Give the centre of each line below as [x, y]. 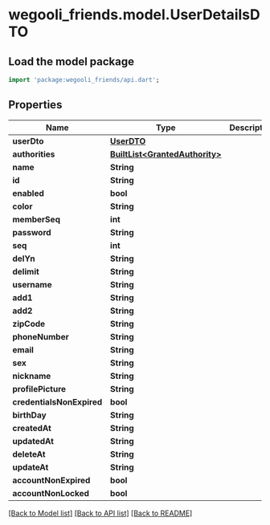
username [32, 284]
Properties [35, 105]
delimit [26, 271]
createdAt [32, 428]
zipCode [29, 324]
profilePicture [39, 389]
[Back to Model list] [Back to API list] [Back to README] [100, 513]
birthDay [29, 415]
